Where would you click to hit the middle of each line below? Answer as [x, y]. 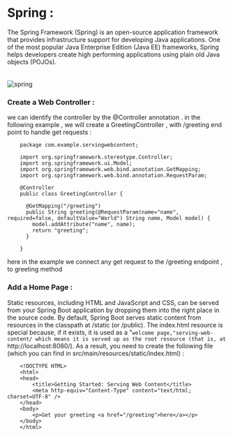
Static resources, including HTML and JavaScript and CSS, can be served [113, 302]
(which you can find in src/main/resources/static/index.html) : [96, 353]
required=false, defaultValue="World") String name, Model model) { [109, 218]
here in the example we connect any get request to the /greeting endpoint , [115, 262]
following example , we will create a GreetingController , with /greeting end [114, 125]
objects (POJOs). [32, 61]
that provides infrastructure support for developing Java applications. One [114, 39]
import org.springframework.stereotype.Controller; [96, 157]
